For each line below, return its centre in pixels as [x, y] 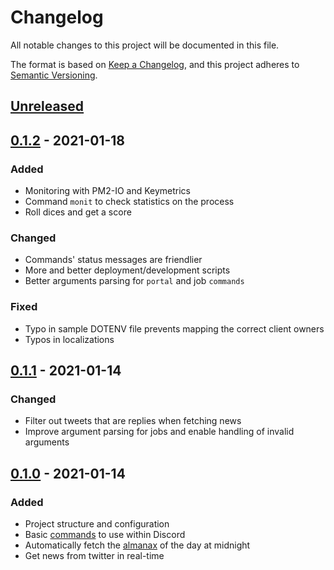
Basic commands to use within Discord [105, 534]
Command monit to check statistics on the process [129, 202]
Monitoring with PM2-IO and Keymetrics [107, 191]
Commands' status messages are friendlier [113, 260]
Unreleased [47, 106]
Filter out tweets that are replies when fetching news [133, 421]
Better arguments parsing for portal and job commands [134, 281]
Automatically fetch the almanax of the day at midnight [137, 545]
